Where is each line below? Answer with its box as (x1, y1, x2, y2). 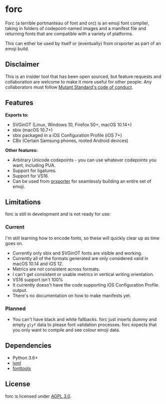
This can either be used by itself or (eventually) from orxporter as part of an (5, 40, 161, 46)
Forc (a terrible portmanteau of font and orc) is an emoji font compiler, (5, 20, 149, 26)
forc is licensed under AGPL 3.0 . (5, 393, 71, 399)
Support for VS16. (12, 172, 49, 178)
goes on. (5, 240, 23, 246)
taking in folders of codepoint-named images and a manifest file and (5, 25, 146, 31)
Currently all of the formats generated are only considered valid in (12, 255, 148, 261)
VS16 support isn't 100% (12, 276, 63, 282)
